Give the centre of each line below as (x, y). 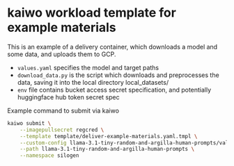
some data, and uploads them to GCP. (62, 54)
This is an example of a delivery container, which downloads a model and (112, 47)
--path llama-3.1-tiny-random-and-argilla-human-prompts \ (107, 149)
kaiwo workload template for (92, 13)
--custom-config (44, 143)
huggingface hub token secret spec (68, 97)
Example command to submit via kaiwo (63, 110)
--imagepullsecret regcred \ (62, 130)
